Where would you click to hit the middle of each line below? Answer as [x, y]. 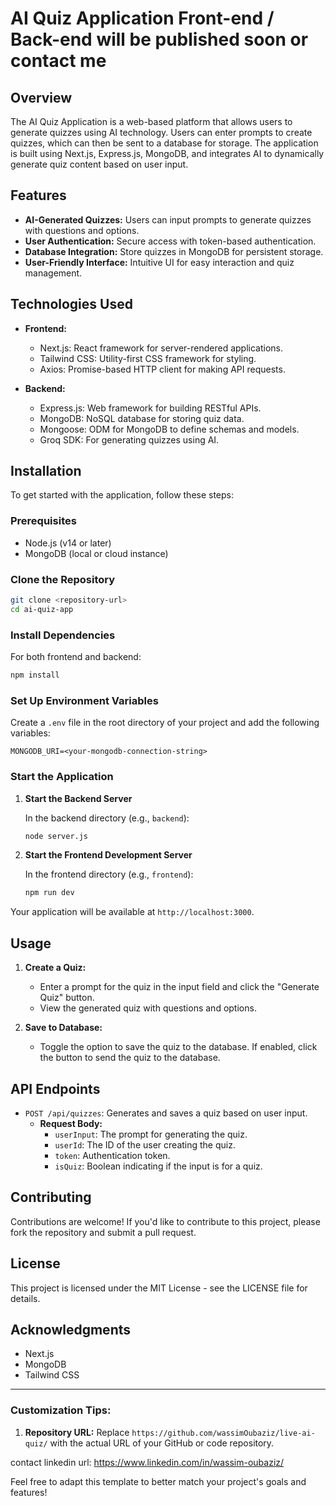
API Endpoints [55, 1088]
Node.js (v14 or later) [68, 543]
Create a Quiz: [55, 968]
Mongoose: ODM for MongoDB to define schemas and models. [169, 429]
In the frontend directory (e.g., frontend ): [109, 874]
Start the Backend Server [78, 798]
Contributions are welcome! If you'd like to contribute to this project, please [165, 1221]
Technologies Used [71, 304]
